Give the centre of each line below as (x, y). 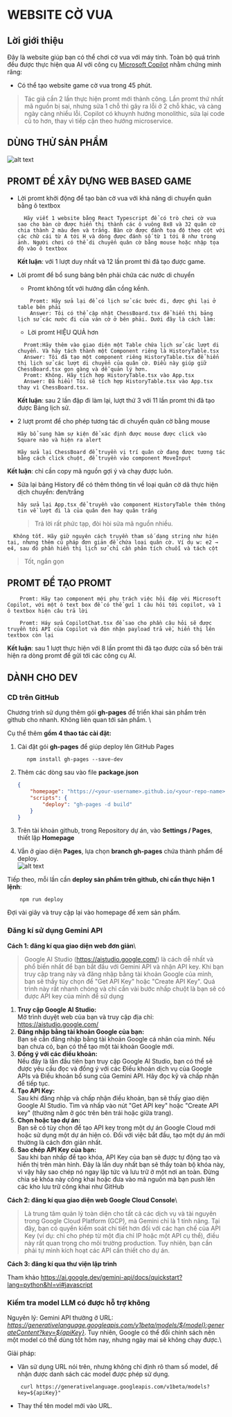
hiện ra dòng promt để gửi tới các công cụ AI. (72, 655)
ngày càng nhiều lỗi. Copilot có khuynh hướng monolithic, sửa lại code (124, 114)
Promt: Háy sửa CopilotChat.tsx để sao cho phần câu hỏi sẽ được (116, 623)
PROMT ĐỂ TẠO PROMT (60, 583)
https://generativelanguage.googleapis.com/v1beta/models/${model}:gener (116, 1325)
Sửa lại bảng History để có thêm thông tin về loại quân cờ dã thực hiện (117, 484)
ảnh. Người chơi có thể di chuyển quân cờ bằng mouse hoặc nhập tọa (118, 242)
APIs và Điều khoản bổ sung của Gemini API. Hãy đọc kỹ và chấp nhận (118, 1075)
